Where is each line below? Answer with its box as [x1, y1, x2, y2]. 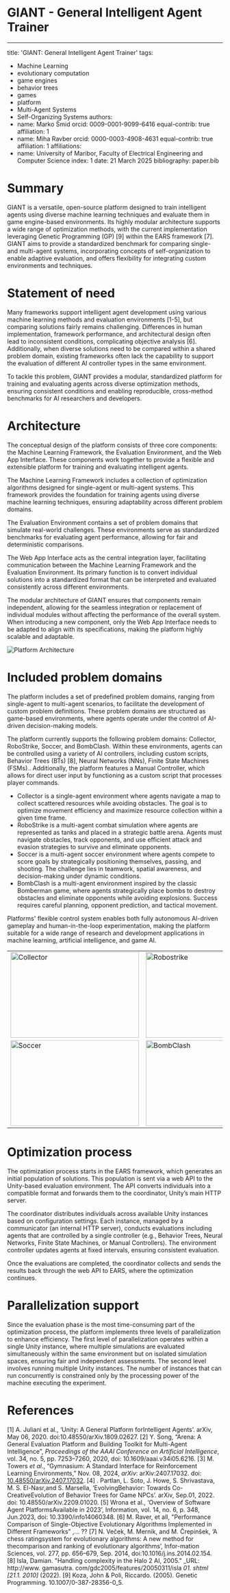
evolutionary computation [16, 69, 90, 77]
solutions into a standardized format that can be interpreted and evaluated [7, 575, 217, 583]
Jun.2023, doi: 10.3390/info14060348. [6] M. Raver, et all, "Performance [7, 1513, 211, 1521]
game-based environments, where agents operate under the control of [7, 714, 207, 722]
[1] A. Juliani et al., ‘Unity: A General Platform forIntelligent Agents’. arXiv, [7, 1425, 213, 1433]
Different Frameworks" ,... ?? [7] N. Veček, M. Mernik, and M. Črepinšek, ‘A [7, 1527, 218, 1535]
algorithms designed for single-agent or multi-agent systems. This [7, 483, 194, 491]
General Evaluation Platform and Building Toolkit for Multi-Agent [7, 1439, 188, 1448]
